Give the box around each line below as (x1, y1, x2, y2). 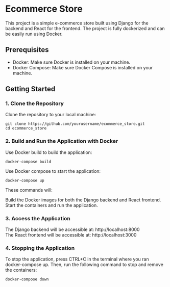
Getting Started (5, 85, 56, 93)
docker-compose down (5, 277, 50, 282)
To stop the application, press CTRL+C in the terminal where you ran (5, 256, 149, 263)
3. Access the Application (5, 215, 70, 222)
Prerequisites (5, 45, 49, 54)
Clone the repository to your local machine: (5, 112, 96, 118)
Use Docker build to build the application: (5, 149, 92, 155)
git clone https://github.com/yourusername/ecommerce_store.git (5, 121, 145, 126)
